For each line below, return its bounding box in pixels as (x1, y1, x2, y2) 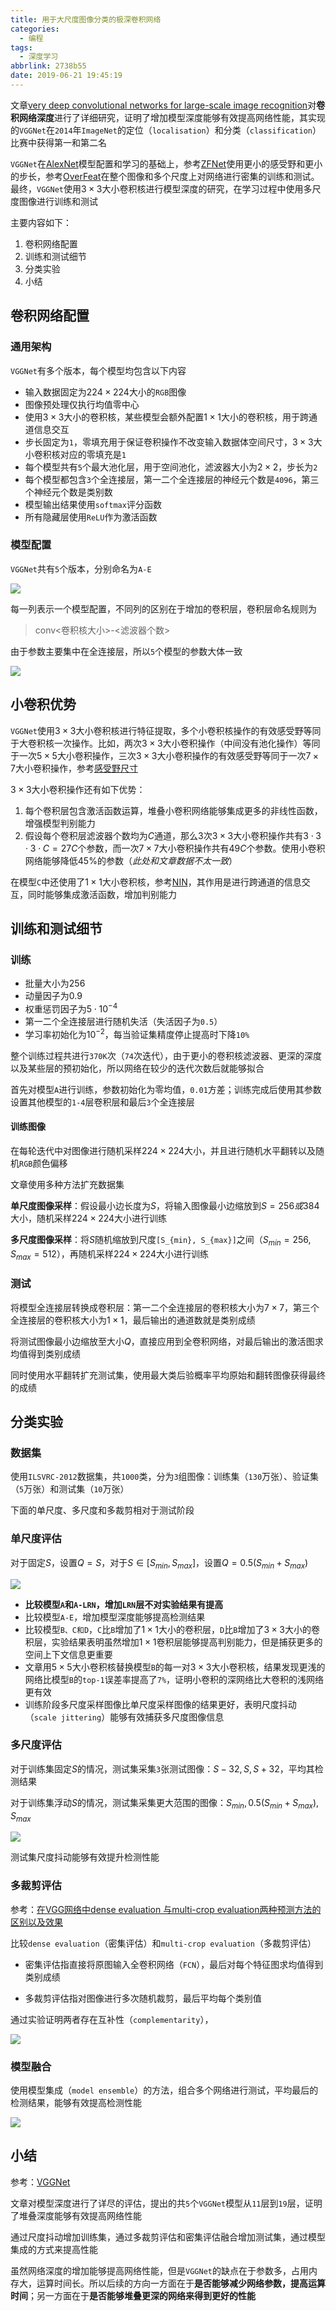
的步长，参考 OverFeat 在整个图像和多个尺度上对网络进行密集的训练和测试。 (10, 170, 320, 182)
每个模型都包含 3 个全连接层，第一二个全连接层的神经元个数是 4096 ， (24, 473, 302, 485)
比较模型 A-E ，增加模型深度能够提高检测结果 (24, 1611, 206, 1623)
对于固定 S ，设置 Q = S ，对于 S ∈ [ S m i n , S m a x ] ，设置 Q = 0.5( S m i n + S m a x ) (10, 1556, 309, 1571)
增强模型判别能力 (24, 817, 96, 829)
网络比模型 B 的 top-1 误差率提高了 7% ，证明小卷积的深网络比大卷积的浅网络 (24, 1673, 325, 1685)
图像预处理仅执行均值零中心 (24, 398, 140, 410)
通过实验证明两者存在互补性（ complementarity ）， (10, 2013, 214, 2025)
